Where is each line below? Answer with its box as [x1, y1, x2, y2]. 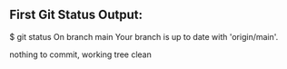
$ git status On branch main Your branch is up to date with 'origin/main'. [9, 31, 279, 42]
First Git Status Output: [9, 7, 143, 23]
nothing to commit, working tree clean [9, 49, 153, 60]
